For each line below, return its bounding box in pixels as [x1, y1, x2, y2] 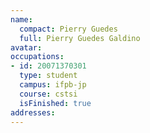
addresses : [10, 107, 56, 118]
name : [10, 14, 33, 25]
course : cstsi [19, 89, 78, 99]
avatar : [10, 42, 43, 53]
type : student [19, 71, 78, 81]
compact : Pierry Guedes [19, 24, 118, 34]
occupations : [10, 52, 65, 62]
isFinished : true [19, 98, 92, 108]
